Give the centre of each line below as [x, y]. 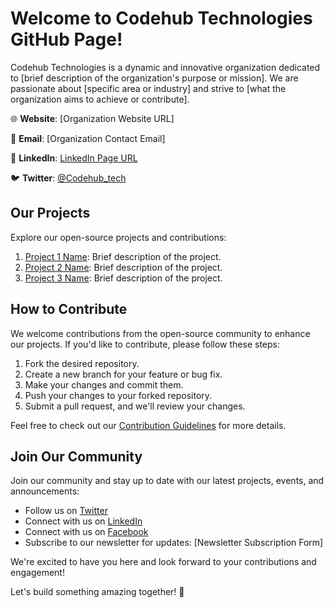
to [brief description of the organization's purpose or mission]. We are [154, 78]
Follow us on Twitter [66, 511]
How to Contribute [69, 309]
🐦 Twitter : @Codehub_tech [68, 178]
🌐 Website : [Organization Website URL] [92, 118]
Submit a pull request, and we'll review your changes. [135, 406]
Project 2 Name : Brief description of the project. [123, 267]
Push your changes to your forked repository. [118, 395]
